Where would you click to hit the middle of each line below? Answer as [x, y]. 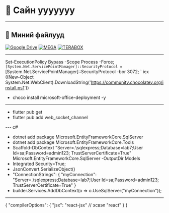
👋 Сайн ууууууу [40, 10]
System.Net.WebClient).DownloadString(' [48, 82]
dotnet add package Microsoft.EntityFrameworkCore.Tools [73, 142]
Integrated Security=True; [39, 164]
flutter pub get [27, 112]
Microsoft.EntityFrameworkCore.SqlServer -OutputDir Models [76, 158]
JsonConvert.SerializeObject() [44, 169]
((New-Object [19, 77]
